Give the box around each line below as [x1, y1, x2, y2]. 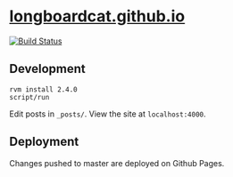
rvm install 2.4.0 [9, 84, 78, 94]
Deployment [9, 134, 79, 149]
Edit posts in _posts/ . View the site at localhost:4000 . [9, 109, 207, 119]
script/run [9, 93, 50, 101]
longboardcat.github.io [9, 6, 186, 27]
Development [9, 61, 87, 76]
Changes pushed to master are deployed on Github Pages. [9, 157, 225, 168]
